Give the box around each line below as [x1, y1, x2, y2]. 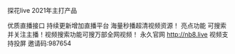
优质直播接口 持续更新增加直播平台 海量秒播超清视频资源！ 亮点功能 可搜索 [7, 21, 226, 30]
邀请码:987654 [27, 39, 72, 48]
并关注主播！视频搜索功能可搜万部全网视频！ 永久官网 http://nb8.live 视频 [7, 31, 222, 38]
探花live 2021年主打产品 [7, 6, 78, 14]
